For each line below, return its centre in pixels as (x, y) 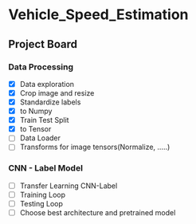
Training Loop (43, 195)
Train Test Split (44, 120)
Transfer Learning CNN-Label (69, 186)
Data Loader (40, 138)
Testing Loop (41, 203)
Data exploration (47, 84)
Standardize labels (50, 102)
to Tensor (35, 129)
